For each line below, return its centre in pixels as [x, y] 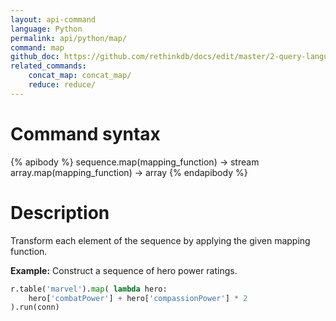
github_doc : [35, 57]
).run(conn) [35, 307]
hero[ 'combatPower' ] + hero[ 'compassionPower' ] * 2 [138, 298]
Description [60, 212]
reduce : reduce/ [62, 85]
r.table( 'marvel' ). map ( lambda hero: [89, 289]
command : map [37, 47]
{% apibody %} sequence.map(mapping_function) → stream [135, 162]
